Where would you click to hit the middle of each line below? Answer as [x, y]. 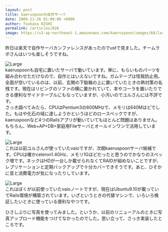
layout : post [19, 10]
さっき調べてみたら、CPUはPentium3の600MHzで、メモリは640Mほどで [80, 107]
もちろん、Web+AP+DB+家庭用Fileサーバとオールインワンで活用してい [78, 126]
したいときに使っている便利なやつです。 [51, 202]
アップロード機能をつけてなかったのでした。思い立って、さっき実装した [84, 218]
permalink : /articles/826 [32, 28]
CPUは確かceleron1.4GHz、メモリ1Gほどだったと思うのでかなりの [81, 154]
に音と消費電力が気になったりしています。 [49, 173]
